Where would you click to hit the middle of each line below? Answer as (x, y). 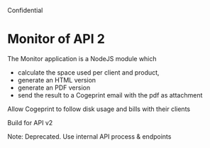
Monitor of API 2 (56, 39)
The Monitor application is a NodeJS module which (82, 58)
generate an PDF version (54, 88)
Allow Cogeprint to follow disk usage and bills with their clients (99, 109)
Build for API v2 (30, 122)
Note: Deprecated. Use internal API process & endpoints (89, 136)
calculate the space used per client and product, (88, 72)
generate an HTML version (57, 80)
